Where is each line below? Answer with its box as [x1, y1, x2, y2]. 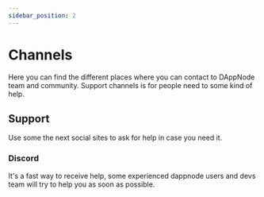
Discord [8, 153, 40, 164]
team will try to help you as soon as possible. [8, 180, 155, 189]
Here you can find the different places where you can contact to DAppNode [8, 72, 255, 82]
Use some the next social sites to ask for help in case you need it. [8, 133, 223, 143]
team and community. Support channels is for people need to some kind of [8, 80, 253, 90]
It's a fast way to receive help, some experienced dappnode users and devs [8, 171, 256, 180]
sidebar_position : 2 [8, 11, 77, 20]
